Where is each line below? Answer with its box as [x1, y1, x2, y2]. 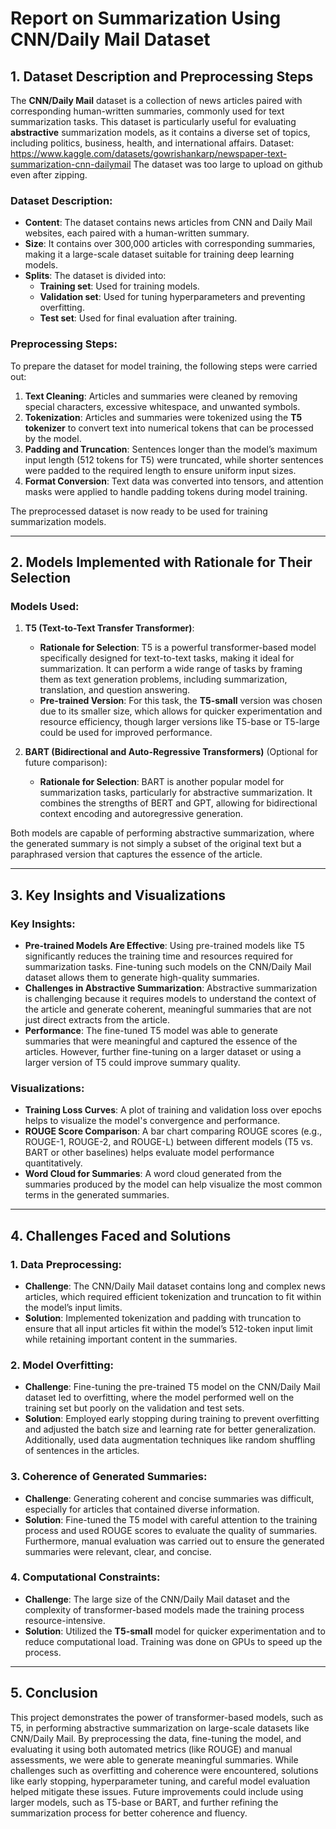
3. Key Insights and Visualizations [10, 887, 227, 904]
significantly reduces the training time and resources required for [24, 950, 293, 962]
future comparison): [24, 757, 108, 769]
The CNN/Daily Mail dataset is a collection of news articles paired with [10, 95, 303, 106]
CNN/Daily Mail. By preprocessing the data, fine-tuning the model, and [10, 1732, 302, 1744]
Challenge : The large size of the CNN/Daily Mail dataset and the [24, 1593, 290, 1605]
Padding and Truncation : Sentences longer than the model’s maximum [24, 443, 318, 455]
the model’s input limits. [24, 1301, 123, 1313]
